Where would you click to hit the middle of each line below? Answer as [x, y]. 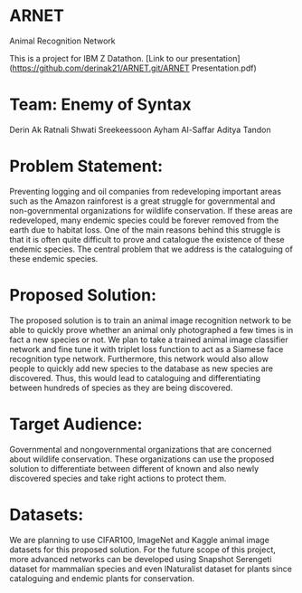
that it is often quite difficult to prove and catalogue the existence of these [147, 239]
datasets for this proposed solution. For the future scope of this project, [142, 550]
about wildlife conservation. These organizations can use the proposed [142, 459]
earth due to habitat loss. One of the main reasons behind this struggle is [145, 230]
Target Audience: [76, 424]
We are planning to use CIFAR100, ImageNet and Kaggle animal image [139, 540]
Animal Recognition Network [62, 41]
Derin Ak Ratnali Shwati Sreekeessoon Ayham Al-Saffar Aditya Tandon [140, 129]
